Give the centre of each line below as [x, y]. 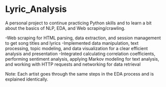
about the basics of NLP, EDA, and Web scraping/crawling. [65, 28]
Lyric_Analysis [36, 9]
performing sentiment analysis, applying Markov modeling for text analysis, [82, 59]
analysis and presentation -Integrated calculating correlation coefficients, [80, 54]
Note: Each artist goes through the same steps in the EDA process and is [80, 74]
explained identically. [27, 79]
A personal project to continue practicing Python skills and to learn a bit [78, 23]
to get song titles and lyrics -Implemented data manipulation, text [72, 43]
